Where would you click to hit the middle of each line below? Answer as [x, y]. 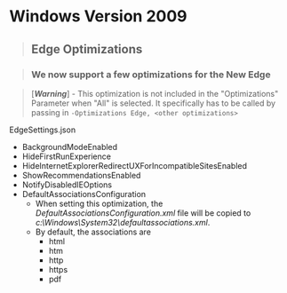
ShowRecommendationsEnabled [81, 175]
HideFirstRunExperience [66, 156]
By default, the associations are [93, 232]
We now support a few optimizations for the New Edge [151, 75]
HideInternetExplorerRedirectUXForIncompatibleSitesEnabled [134, 165]
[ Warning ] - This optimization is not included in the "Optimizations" [155, 93]
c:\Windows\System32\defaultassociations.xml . [123, 222]
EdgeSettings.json [43, 130]
